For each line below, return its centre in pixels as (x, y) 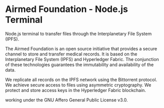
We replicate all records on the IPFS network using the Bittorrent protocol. (81, 79)
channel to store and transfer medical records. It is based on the (71, 54)
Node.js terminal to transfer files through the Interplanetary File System (78, 33)
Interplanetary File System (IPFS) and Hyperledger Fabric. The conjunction (82, 59)
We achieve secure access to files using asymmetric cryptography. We (78, 85)
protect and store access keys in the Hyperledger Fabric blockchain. (76, 90)
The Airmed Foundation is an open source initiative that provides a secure (81, 48)
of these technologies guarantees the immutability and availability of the (79, 64)
